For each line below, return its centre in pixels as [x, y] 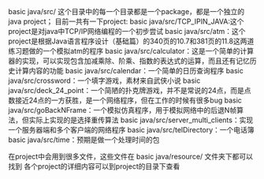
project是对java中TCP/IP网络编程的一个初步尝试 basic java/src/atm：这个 [127, 31]
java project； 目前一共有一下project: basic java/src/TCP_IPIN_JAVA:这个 [126, 21]
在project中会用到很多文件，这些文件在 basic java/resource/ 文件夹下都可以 [131, 157]
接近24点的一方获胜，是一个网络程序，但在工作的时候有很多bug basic [128, 100]
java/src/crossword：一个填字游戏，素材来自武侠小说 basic [104, 80]
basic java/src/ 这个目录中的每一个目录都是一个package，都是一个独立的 [126, 11]
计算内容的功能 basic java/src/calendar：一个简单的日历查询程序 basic [129, 71]
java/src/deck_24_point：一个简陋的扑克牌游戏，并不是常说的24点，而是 [126, 90]
